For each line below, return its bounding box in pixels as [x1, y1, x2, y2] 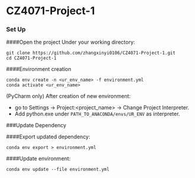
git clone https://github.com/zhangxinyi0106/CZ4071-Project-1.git [6, 50, 176, 56]
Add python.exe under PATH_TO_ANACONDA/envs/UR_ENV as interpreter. [14, 111, 180, 118]
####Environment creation [6, 66, 71, 73]
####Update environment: [6, 155, 71, 162]
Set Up [6, 25, 26, 34]
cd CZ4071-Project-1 [6, 55, 57, 62]
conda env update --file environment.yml [6, 167, 110, 173]
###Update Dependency [6, 122, 67, 129]
